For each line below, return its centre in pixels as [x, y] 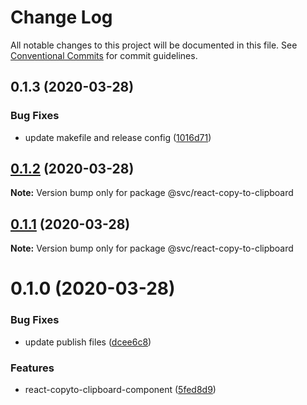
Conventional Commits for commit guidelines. [104, 55]
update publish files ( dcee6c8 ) [88, 342]
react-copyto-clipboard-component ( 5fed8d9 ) [120, 390]
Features [32, 368]
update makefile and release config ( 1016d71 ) [118, 137]
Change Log [61, 17]
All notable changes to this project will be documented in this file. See [154, 45]
